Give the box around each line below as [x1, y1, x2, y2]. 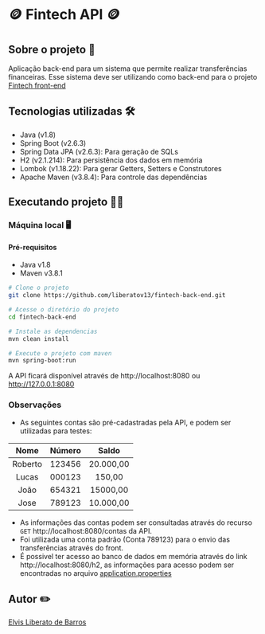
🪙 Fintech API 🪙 [8, 6, 121, 24]
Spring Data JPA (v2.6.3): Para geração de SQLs [19, 147, 179, 156]
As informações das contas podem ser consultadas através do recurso [19, 518, 253, 527]
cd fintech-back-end [8, 313, 77, 321]
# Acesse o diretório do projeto [8, 306, 119, 314]
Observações [8, 399, 62, 410]
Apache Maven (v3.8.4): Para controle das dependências [19, 172, 208, 182]
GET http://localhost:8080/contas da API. [19, 526, 153, 535]
